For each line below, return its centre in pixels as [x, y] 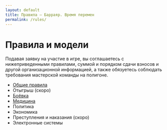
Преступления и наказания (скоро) [51, 117]
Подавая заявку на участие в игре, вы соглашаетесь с [65, 59]
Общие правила [30, 85]
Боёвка [21, 96]
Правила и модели [47, 45]
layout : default [22, 10]
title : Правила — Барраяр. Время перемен [50, 15]
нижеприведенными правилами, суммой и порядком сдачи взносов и [82, 64]
